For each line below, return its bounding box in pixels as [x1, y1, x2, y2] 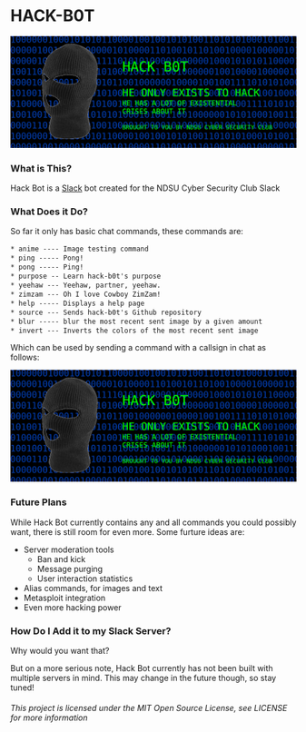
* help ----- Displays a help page [10, 299, 145, 309]
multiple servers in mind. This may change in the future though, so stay [10, 672, 277, 683]
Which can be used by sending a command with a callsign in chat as [10, 342, 267, 353]
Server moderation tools [23, 544, 114, 555]
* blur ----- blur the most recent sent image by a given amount [10, 317, 262, 327]
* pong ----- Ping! [10, 262, 84, 272]
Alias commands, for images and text [23, 582, 163, 593]
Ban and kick [36, 553, 86, 564]
